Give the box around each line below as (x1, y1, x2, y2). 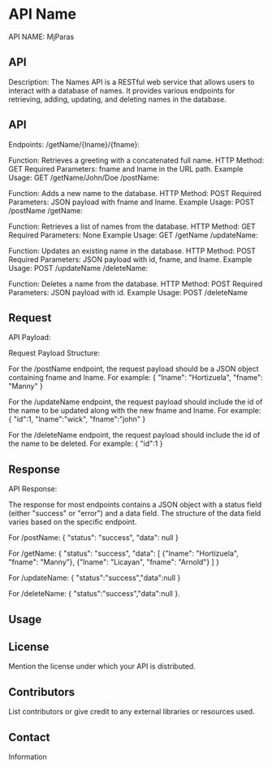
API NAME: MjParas (8, 32, 75, 41)
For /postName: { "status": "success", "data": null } (8, 533, 179, 543)
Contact (8, 730, 50, 744)
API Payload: (8, 333, 51, 343)
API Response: (8, 484, 58, 494)
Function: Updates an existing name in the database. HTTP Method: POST (8, 246, 257, 255)
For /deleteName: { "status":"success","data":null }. (8, 589, 180, 599)
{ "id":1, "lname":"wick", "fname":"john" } (8, 414, 146, 424)
